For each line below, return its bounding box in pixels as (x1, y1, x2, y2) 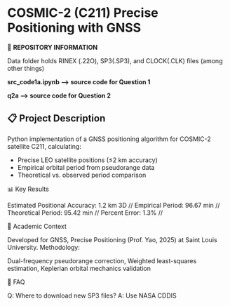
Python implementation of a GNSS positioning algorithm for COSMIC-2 (7, 135, 212, 143)
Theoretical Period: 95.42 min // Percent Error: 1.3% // (7, 208, 163, 217)
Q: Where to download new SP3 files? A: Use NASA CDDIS (7, 291, 177, 300)
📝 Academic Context (7, 222, 67, 230)
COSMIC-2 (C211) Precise (7, 5, 159, 21)
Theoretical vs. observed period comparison (17, 171, 147, 179)
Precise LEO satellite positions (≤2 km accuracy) (17, 156, 158, 164)
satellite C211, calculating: (7, 142, 82, 150)
